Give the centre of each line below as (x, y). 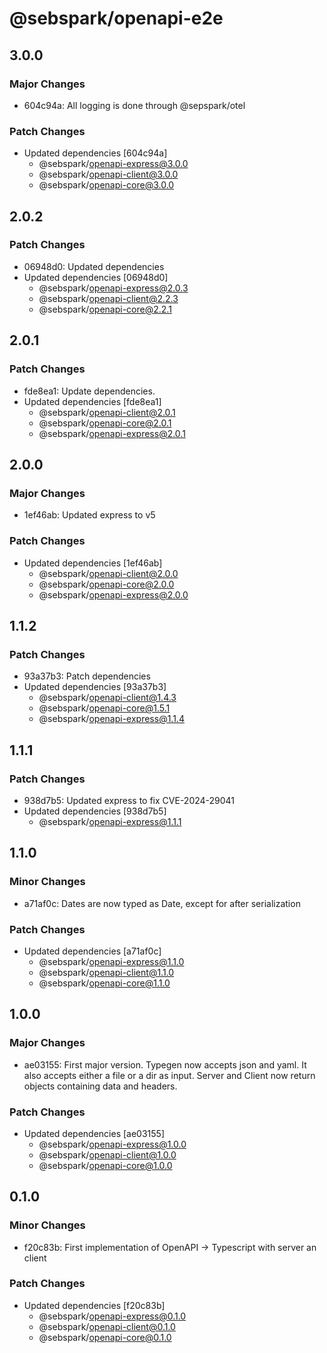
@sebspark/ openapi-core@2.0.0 (106, 584)
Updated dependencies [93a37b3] (95, 687)
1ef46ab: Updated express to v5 (89, 515)
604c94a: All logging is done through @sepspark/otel (134, 105)
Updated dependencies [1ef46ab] (93, 563)
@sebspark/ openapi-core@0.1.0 (105, 1337)
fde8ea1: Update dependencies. (89, 391)
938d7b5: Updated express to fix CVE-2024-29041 (129, 800)
